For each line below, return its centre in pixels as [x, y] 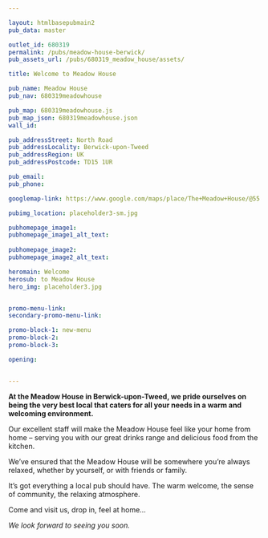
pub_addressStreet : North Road [61, 140]
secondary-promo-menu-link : [55, 316]
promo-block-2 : [34, 338]
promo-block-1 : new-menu [50, 330]
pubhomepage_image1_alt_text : [59, 235]
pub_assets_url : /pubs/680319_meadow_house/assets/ [96, 60]
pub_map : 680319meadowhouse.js [61, 110]
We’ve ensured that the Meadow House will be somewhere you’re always [129, 461]
